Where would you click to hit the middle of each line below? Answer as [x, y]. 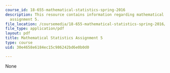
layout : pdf [18, 33]
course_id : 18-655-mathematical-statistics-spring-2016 [65, 10]
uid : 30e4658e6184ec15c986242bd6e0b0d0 [47, 47]
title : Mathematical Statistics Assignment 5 [54, 38]
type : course [19, 43]
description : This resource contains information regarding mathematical [85, 15]
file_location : [21, 24]
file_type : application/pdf [35, 29]
